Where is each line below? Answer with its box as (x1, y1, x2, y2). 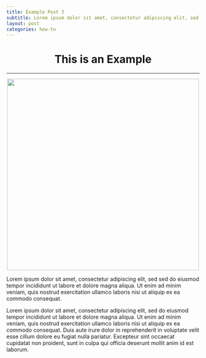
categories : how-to (6, 26, 56, 32)
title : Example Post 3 (6, 9, 64, 15)
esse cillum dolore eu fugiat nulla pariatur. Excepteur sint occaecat (6, 333, 175, 340)
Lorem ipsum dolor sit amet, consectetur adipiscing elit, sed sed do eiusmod (6, 275, 199, 283)
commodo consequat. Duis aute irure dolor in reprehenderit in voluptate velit (6, 326, 199, 334)
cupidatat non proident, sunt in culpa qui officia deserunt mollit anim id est (6, 340, 194, 347)
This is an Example (54, 53, 152, 66)
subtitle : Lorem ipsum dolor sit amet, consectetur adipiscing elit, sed (6, 15, 199, 21)
